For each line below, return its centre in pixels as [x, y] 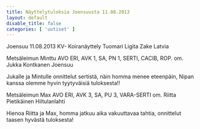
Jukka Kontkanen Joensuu [40, 65]
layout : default [27, 18]
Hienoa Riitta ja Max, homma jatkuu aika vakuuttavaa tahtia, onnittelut [94, 113]
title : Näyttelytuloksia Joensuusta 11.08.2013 [68, 12]
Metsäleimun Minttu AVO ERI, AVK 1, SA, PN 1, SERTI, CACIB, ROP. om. [95, 58]
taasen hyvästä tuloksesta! [40, 120]
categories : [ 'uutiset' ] [41, 29]
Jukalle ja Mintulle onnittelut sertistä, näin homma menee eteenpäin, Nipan [100, 76]
